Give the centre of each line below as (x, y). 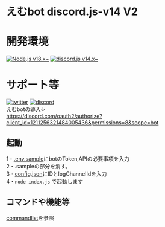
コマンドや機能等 (38, 202)
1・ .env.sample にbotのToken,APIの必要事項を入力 (68, 158)
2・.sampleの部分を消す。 (39, 166)
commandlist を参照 (30, 218)
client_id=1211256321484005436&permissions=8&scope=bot (82, 123)
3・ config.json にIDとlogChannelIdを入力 (57, 174)
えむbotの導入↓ (26, 109)
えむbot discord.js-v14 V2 (72, 12)
